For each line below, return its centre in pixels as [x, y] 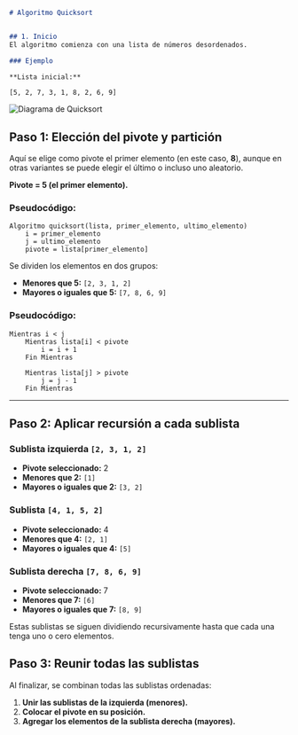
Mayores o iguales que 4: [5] [76, 548]
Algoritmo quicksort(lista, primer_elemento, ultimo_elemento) [129, 226]
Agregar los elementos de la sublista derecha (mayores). [129, 721]
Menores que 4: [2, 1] [65, 539]
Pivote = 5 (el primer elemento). [69, 185]
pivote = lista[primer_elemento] [87, 250]
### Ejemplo [31, 61]
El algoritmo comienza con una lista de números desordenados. [129, 44]
